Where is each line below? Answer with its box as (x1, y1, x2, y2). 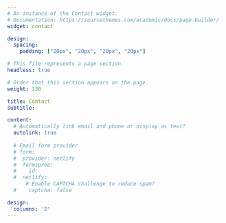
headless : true (7, 67, 51, 73)
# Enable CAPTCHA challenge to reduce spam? (25, 180, 155, 187)
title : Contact (7, 97, 51, 105)
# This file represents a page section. (7, 60, 125, 67)
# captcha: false (13, 187, 72, 193)
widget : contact (7, 23, 54, 30)
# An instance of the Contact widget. (7, 10, 118, 17)
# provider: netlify (13, 155, 76, 162)
